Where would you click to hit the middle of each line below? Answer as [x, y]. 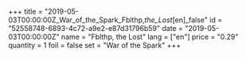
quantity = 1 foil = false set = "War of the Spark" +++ [95, 45]
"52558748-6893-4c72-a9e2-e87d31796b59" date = [96, 28]
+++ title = [26, 12]
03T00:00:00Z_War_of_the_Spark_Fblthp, [76, 20]
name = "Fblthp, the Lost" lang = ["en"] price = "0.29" [150, 37]
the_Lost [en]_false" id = [184, 20]
